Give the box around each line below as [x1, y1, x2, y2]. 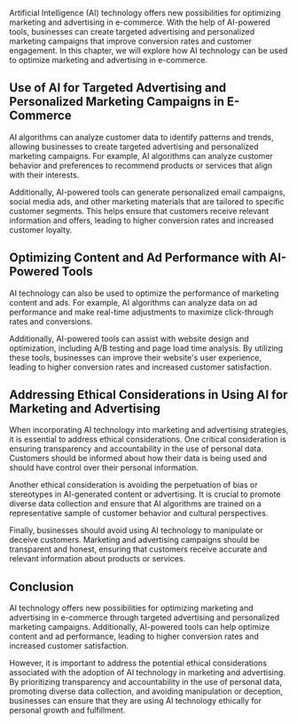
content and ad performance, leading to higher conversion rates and [9, 631, 260, 642]
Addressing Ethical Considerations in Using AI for [9, 387, 288, 402]
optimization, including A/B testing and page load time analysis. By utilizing [9, 342, 284, 354]
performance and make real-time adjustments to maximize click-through [9, 306, 274, 317]
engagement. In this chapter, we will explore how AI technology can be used [9, 45, 288, 56]
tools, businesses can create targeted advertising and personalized [9, 27, 255, 36]
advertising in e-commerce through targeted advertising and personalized [9, 612, 280, 623]
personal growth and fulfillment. [9, 705, 126, 716]
